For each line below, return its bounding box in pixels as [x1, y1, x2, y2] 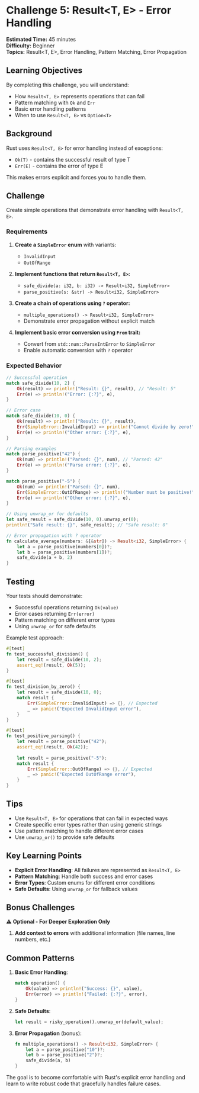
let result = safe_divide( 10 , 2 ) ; [17, 657, 102, 663]
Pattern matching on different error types [14, 616, 115, 623]
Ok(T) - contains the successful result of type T [14, 156, 131, 163]
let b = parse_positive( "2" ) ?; [25, 1052, 103, 1058]
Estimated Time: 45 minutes [6, 36, 76, 43]
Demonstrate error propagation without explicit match [23, 317, 155, 324]
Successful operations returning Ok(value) [14, 604, 119, 611]
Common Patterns [6, 953, 75, 963]
